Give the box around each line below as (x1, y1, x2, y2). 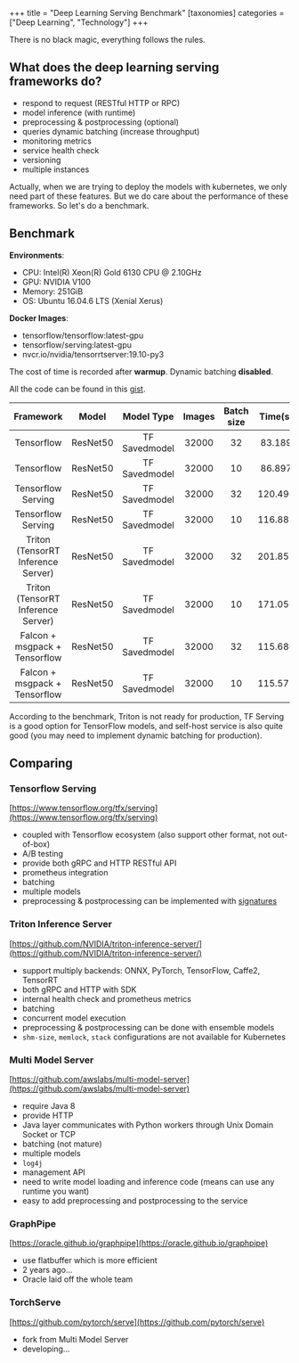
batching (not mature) (21, 1138, 102, 1149)
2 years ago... (21, 1265, 73, 1276)
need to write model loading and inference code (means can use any (21, 1176, 275, 1186)
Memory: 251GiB (21, 285, 84, 297)
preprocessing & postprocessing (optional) (21, 116, 180, 127)
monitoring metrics (21, 135, 92, 146)
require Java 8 (21, 1100, 76, 1111)
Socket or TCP (21, 1129, 76, 1139)
